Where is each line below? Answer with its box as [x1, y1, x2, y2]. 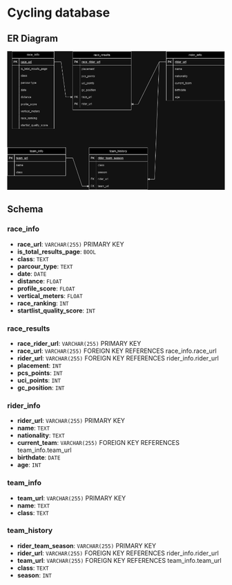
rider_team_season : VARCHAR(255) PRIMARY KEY [17, 541, 157, 550]
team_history [7, 525, 53, 535]
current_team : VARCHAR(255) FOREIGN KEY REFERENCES [17, 439, 180, 447]
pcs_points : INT [17, 369, 64, 377]
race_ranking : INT [17, 299, 69, 307]
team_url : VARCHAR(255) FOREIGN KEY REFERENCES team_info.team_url [17, 556, 222, 564]
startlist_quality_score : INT [17, 306, 95, 315]
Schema [7, 203, 43, 216]
